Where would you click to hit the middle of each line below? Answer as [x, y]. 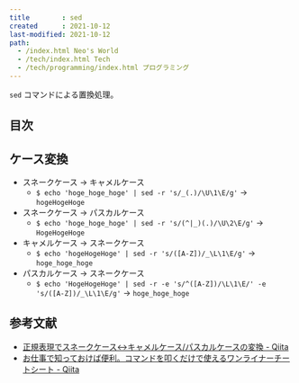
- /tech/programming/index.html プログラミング [104, 68]
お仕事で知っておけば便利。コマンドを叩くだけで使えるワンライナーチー [156, 358]
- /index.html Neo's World [68, 51]
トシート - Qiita [51, 369]
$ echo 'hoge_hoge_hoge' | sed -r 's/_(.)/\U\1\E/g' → [141, 192]
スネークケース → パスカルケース [83, 213]
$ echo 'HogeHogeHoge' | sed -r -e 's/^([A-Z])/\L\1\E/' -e [151, 284]
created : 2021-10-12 [60, 26]
